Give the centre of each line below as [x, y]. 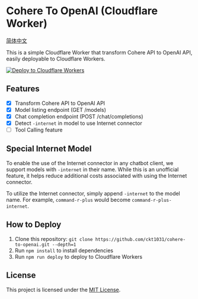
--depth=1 [64, 245]
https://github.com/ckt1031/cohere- [140, 239]
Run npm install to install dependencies [64, 250]
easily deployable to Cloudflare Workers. [56, 59]
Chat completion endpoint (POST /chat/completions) [79, 116]
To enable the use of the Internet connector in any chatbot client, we [90, 163]
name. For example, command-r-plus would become [68, 200]
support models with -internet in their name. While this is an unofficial [92, 169]
